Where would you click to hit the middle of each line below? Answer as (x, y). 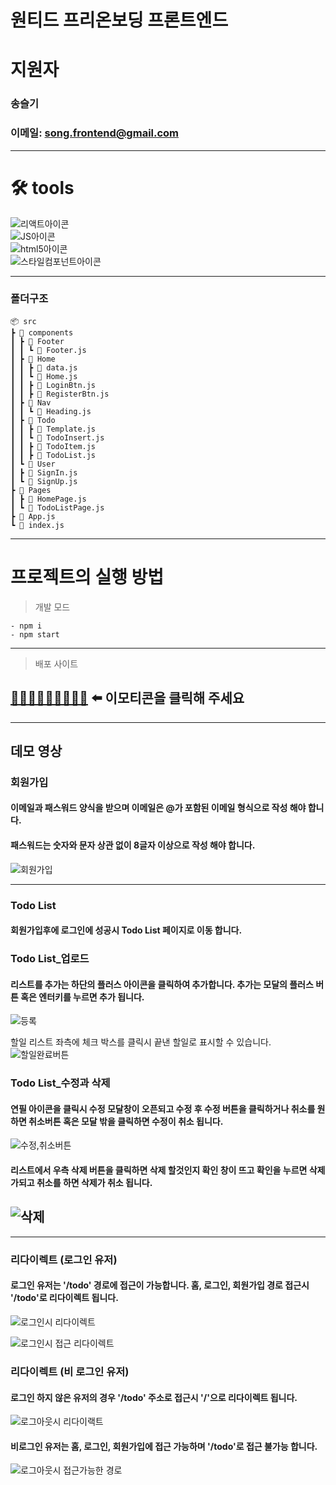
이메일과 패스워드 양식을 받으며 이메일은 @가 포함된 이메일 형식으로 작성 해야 (158, 808)
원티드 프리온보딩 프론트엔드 (119, 20)
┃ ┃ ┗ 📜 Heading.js (51, 411)
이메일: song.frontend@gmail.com (95, 133)
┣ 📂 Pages (31, 490)
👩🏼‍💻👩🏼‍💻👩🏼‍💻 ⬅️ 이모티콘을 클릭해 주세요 (127, 698)
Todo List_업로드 (50, 959)
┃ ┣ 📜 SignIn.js (44, 472)
